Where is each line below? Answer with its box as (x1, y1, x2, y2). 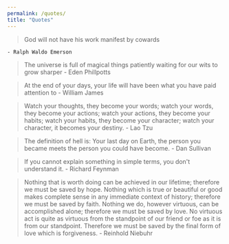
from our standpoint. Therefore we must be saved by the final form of (23, 221, 221, 230)
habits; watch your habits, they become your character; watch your (23, 116, 215, 124)
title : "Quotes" (7, 16, 54, 23)
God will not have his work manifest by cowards (23, 35, 160, 43)
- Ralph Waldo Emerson (7, 49, 72, 56)
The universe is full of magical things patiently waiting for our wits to (23, 60, 218, 69)
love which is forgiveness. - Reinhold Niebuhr (23, 229, 153, 237)
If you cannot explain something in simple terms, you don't (23, 157, 190, 165)
